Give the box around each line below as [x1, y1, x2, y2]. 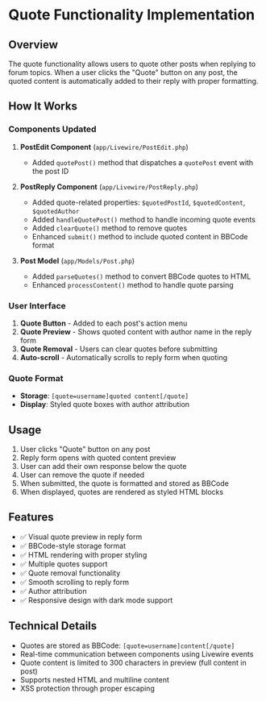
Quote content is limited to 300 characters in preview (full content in [19, 657, 247, 667]
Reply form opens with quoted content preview [19, 453, 177, 462]
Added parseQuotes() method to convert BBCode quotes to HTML [31, 272, 251, 281]
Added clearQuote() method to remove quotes [31, 223, 188, 233]
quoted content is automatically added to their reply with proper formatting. [8, 77, 259, 85]
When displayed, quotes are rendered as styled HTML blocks [19, 487, 224, 497]
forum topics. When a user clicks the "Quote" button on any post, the [8, 68, 238, 77]
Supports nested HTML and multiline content [19, 674, 169, 684]
